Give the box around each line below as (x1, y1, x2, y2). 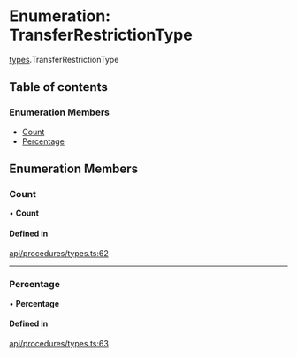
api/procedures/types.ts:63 (9, 338, 109, 349)
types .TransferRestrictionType (9, 54, 119, 65)
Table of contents (9, 80, 108, 95)
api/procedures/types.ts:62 (9, 247, 109, 258)
